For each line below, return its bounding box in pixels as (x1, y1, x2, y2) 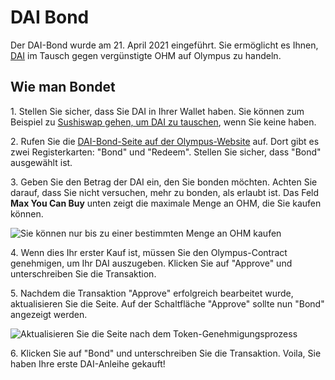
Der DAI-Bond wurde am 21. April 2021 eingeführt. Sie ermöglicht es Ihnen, (10, 39, 319, 51)
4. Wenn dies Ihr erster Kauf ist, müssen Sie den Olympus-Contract (10, 246, 288, 258)
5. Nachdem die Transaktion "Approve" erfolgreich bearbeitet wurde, (10, 287, 294, 299)
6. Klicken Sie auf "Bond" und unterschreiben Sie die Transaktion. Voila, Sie (10, 347, 322, 359)
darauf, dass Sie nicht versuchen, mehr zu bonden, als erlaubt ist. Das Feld (10, 186, 320, 198)
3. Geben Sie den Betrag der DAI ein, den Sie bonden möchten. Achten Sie (10, 176, 318, 188)
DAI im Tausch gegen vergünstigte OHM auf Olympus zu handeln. (10, 49, 282, 61)
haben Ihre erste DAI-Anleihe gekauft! (10, 357, 166, 370)
